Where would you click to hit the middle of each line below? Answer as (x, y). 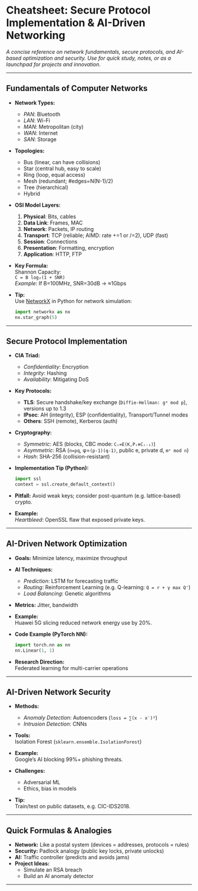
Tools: (22, 736)
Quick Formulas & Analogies (59, 830)
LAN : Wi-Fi (37, 120)
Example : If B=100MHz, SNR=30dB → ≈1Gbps (70, 283)
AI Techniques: (34, 569)
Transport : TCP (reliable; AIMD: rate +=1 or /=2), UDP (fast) (96, 235)
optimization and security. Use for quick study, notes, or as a (97, 58)
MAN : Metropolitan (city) (53, 126)
